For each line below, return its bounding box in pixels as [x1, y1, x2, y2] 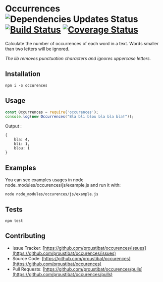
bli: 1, [14, 141, 30, 146]
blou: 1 [14, 146, 30, 151]
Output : [5, 123, 22, 129]
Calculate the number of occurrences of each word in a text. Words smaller [5, 40, 159, 46]
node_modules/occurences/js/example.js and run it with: [5, 182, 121, 188]
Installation [5, 70, 41, 78]
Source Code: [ [12, 255, 44, 261]
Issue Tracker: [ [12, 245, 45, 251]
